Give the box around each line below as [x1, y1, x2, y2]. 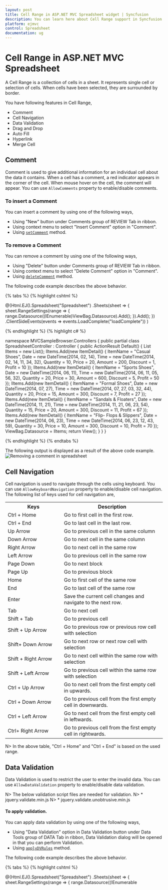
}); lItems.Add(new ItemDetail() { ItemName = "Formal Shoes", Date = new [5, 380, 158, 386]
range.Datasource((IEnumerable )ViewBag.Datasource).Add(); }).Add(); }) [5, 313, 155, 319]
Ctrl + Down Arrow [7, 699, 51, 706]
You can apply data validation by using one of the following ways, [5, 819, 140, 825]
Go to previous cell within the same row [64, 667, 156, 674]
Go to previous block [64, 569, 113, 576]
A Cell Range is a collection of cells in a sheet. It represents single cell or [5, 79, 155, 85]
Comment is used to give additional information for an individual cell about [5, 169, 158, 175]
